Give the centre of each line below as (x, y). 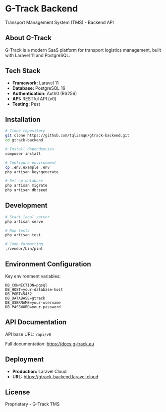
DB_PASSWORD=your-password (33, 307)
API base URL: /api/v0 (28, 334)
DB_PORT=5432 (19, 294)
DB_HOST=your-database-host (34, 289)
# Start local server (28, 217)
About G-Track (28, 38)
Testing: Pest (26, 104)
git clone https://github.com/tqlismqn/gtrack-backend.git (67, 136)
